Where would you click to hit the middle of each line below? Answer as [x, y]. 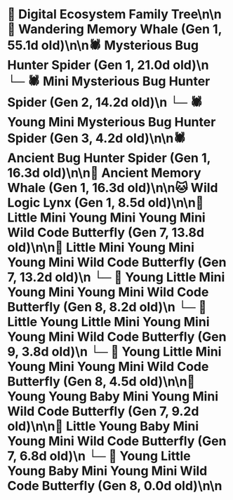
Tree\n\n [197, 14]
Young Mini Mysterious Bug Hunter [112, 122]
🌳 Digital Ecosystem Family [88, 14]
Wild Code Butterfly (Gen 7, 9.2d [103, 411]
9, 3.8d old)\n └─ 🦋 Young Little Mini [114, 352]
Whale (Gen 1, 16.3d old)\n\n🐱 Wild [113, 188]
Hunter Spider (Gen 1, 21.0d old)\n [108, 65]
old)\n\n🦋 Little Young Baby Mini [103, 426]
